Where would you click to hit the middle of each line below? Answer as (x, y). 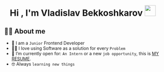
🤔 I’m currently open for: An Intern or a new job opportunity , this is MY (85, 54)
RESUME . (21, 59)
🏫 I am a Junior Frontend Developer (48, 43)
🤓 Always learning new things (43, 64)
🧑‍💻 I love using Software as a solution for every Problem (68, 48)
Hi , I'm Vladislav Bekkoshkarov (76, 13)
